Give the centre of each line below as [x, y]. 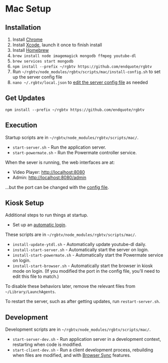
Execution [21, 125]
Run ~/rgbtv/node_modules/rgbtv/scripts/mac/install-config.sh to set [87, 72]
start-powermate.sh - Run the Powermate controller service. [74, 152]
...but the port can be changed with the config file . [57, 187]
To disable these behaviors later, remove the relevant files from [70, 286]
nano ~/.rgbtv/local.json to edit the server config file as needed [80, 82]
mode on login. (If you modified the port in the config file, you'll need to [86, 271]
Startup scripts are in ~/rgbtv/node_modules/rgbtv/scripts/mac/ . [72, 137]
